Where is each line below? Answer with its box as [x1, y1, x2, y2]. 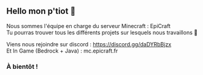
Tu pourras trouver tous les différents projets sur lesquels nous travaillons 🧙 [6, 29, 198, 36]
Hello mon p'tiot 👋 [6, 6, 76, 16]
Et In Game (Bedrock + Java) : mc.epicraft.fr [6, 47, 118, 54]
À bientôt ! [6, 62, 39, 71]
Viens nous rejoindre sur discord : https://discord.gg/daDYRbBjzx [6, 40, 172, 48]
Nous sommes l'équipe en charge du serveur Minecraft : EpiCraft [6, 22, 170, 29]
